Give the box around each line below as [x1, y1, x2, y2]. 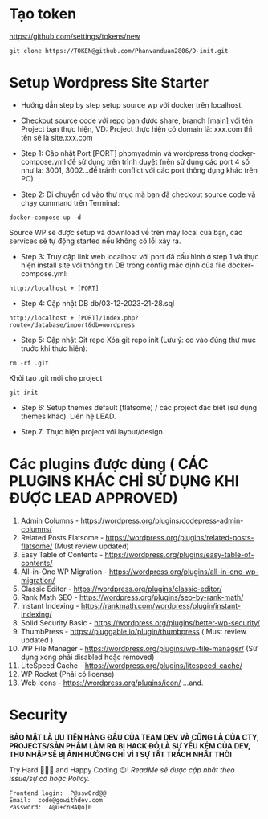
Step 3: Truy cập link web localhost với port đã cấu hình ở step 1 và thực [20, 251, 259, 261]
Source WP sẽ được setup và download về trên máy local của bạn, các [9, 227, 243, 237]
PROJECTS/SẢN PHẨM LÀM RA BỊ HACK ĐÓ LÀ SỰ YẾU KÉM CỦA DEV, [9, 740, 251, 751]
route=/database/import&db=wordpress [9, 320, 136, 329]
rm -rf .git [9, 359, 49, 367]
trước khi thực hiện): [20, 343, 88, 353]
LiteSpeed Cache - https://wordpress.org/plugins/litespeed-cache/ [20, 660, 243, 670]
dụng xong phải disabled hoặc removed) [20, 652, 155, 662]
